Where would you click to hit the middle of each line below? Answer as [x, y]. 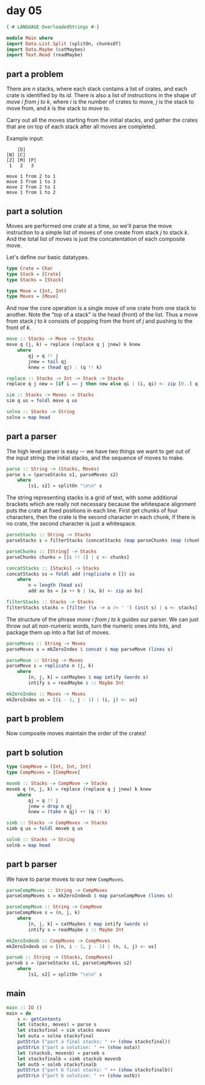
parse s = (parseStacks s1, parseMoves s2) [63, 474]
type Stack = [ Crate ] [34, 274]
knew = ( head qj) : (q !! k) [65, 367]
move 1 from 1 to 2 [31, 193]
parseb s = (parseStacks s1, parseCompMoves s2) [69, 963]
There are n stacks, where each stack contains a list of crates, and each [97, 89]
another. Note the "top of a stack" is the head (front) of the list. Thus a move [102, 315]
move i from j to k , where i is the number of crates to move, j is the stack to [100, 102]
